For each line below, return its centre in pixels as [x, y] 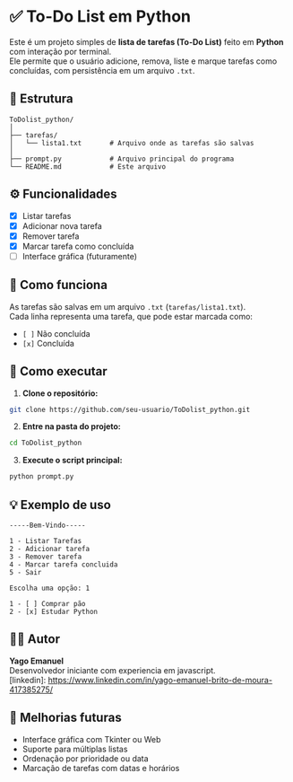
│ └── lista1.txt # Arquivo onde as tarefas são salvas [132, 143]
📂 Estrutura [41, 99]
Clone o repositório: [60, 393]
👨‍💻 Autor [35, 639]
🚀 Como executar [58, 371]
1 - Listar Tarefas [46, 540]
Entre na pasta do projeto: [71, 426]
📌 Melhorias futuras [66, 718]
